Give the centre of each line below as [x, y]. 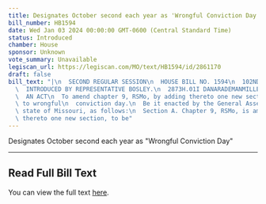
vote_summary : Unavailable [53, 60]
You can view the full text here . [59, 192]
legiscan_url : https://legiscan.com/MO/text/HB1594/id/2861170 [115, 67]
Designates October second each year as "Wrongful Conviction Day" [121, 141]
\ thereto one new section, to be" [74, 119]
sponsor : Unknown [37, 52]
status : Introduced [40, 38]
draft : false [30, 74]
